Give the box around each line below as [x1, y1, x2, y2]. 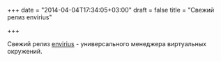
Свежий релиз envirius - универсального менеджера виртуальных [7, 40, 207, 48]
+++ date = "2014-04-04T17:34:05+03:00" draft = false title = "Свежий [7, 6, 215, 14]
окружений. [7, 48, 43, 55]
